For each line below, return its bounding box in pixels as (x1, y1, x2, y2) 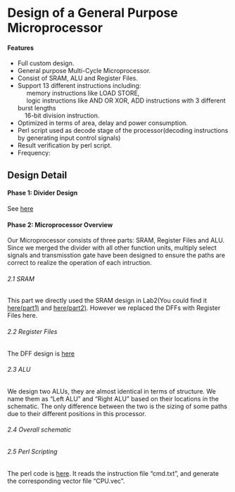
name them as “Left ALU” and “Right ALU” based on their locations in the (7, 394, 220, 403)
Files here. (7, 311, 38, 320)
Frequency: (17, 149, 51, 157)
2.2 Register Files (7, 327, 58, 335)
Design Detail (7, 169, 68, 181)
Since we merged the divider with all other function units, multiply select (7, 244, 217, 252)
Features (7, 44, 34, 52)
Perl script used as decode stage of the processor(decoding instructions (17, 127, 229, 135)
